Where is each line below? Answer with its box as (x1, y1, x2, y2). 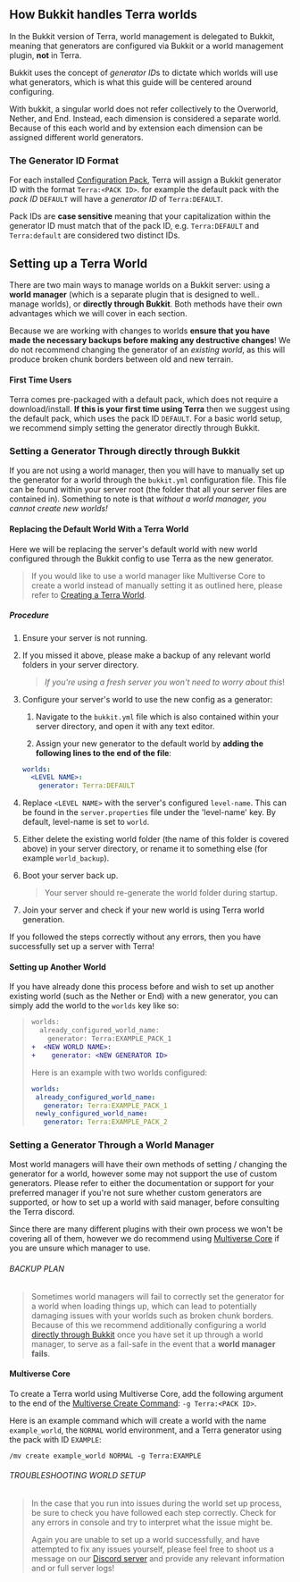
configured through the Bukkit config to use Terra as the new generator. (9, 553, 274, 564)
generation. (21, 914, 65, 925)
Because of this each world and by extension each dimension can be (9, 122, 263, 133)
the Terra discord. (9, 1207, 76, 1217)
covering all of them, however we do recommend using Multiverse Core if (9, 1233, 279, 1244)
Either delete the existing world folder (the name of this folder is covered (21, 834, 289, 845)
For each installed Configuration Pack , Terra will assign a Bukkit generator (9, 174, 282, 186)
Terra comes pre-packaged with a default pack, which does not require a (9, 394, 279, 405)
